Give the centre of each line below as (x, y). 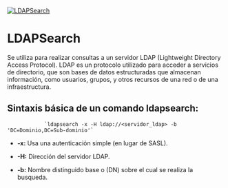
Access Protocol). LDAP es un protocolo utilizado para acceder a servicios (113, 65)
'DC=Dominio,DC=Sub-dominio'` (51, 130)
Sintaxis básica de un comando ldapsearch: (103, 108)
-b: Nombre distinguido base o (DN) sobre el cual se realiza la (105, 169)
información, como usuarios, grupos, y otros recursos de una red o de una (113, 79)
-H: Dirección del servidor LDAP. (63, 156)
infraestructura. (29, 87)
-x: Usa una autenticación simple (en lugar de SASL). (92, 143)
